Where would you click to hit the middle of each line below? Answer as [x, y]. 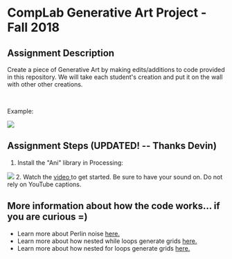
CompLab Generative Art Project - [107, 13]
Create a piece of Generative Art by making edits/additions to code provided [116, 70]
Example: [20, 111]
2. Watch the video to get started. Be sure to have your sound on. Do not [119, 177]
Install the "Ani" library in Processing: [70, 162]
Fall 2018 [34, 27]
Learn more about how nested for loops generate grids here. [104, 248]
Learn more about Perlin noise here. [68, 233]
